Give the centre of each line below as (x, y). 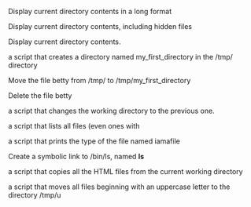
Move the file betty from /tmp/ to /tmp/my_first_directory (100, 80)
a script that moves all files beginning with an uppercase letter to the (119, 187)
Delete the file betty (40, 96)
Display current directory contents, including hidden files (100, 26)
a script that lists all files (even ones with (74, 126)
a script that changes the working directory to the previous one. (111, 111)
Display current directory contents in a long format (90, 11)
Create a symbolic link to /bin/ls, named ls (76, 156)
